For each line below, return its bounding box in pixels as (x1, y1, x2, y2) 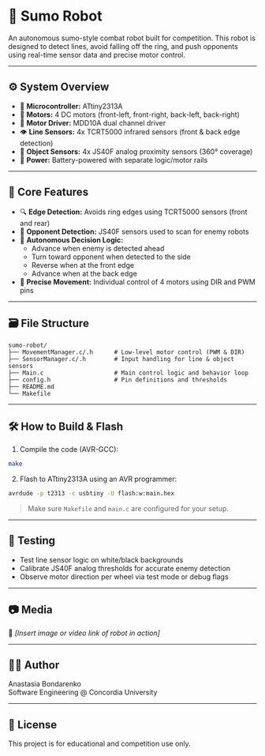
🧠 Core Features (8, 186, 89, 199)
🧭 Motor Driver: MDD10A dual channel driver (19, 118, 166, 127)
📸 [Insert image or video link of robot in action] (8, 628, 160, 638)
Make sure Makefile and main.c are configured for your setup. (27, 503, 230, 513)
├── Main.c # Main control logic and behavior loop (8, 369, 248, 378)
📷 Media (8, 604, 53, 617)
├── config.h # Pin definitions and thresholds (8, 376, 227, 384)
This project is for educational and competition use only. (8, 739, 191, 749)
